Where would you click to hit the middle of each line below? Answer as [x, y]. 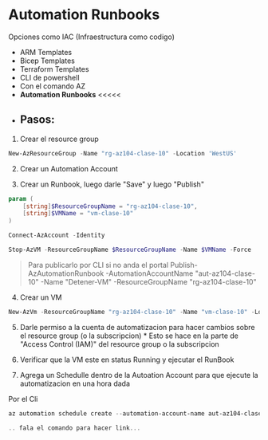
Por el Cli [23, 399]
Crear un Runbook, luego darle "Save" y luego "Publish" [112, 184]
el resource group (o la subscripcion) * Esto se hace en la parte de [129, 336]
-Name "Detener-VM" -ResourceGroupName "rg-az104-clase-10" [148, 281]
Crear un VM [41, 297]
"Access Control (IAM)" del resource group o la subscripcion [119, 344]
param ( [21, 198]
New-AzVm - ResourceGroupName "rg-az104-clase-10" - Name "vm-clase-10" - [132, 312]
